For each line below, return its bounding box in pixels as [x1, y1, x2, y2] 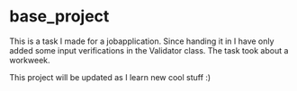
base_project [9, 6, 110, 27]
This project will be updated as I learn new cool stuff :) [9, 71, 211, 82]
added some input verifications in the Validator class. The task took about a [9, 45, 289, 55]
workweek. [9, 54, 51, 65]
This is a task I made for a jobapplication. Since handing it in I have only [9, 36, 274, 46]
